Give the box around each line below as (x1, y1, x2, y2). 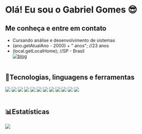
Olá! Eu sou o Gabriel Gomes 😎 (5, 4, 137, 16)
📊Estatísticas (5, 107, 50, 116)
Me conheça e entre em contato (5, 24, 107, 33)
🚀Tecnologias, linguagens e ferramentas (5, 73, 134, 82)
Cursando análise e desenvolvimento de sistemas (12, 37, 115, 43)
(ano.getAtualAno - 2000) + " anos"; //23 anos (12, 43, 109, 49)
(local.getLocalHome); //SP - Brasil (12, 48, 85, 54)
